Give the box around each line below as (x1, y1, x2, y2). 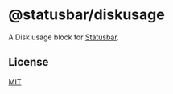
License (8, 55, 49, 69)
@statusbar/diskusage (8, 6, 165, 24)
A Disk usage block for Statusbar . (8, 32, 119, 42)
